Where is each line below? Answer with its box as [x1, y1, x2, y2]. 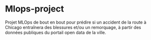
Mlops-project [5, 3, 64, 14]
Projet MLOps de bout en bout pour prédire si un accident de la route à [5, 19, 147, 25]
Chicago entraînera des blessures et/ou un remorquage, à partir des [5, 24, 141, 30]
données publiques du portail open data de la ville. [5, 29, 106, 35]
